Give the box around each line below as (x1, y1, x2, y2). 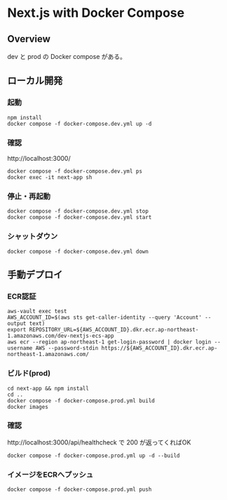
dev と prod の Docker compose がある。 (7, 53, 127, 60)
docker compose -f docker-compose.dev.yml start (7, 214, 152, 221)
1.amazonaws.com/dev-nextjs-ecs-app (7, 332, 114, 340)
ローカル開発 (7, 75, 63, 87)
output (7, 320, 27, 327)
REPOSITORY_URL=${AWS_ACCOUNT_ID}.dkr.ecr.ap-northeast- (29, 327, 199, 334)
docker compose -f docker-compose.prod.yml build (7, 397, 156, 404)
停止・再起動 (7, 191, 51, 201)
